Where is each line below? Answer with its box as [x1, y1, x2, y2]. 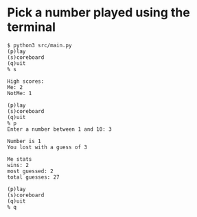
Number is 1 [7, 138, 41, 144]
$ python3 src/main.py [7, 42, 72, 49]
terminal [7, 19, 56, 35]
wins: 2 [7, 162, 30, 168]
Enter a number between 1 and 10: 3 [7, 125, 112, 133]
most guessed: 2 [7, 168, 54, 175]
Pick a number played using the [7, 5, 190, 21]
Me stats [7, 155, 32, 162]
